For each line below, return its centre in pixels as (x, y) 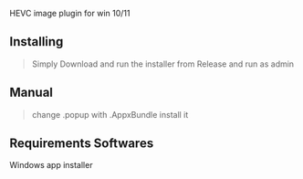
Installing (37, 42)
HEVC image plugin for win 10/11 (70, 13)
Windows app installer (51, 165)
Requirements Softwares (82, 144)
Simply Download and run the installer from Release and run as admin (163, 64)
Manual (31, 93)
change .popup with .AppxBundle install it (110, 114)
